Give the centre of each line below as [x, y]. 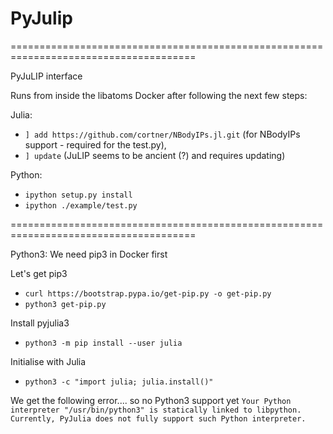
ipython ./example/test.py [81, 205]
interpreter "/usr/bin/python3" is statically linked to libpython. [156, 410]
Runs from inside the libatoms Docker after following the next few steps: [159, 95]
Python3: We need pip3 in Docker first [89, 254]
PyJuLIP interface [46, 76]
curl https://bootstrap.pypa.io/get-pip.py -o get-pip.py [148, 293]
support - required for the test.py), [95, 144]
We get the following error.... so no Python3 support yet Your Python [151, 400]
